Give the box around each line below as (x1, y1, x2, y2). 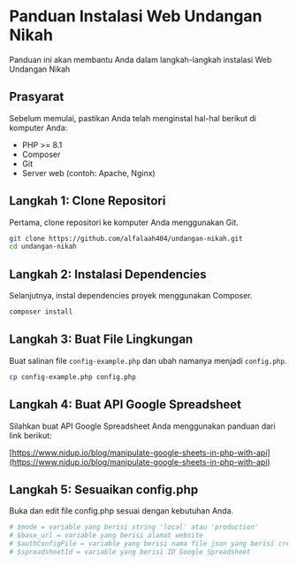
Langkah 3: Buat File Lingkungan (9, 332, 194, 347)
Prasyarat (9, 89, 65, 104)
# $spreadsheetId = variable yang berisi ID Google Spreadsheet (9, 547, 251, 556)
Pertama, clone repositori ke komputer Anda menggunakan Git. (9, 217, 239, 228)
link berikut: (9, 430, 52, 440)
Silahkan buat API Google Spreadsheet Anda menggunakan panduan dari (9, 421, 276, 431)
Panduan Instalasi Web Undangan (9, 6, 263, 27)
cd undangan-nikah (9, 242, 77, 252)
